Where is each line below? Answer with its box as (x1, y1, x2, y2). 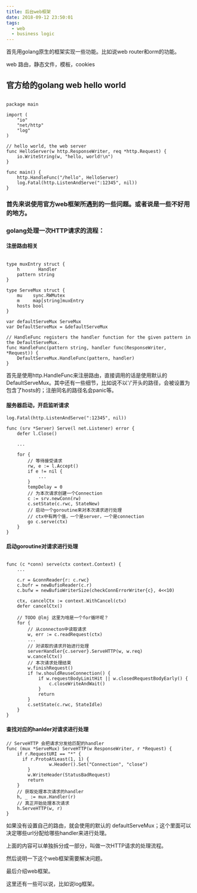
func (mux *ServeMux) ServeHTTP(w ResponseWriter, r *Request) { (6, 745, 172, 751)
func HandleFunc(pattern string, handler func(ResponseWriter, (6, 345, 167, 351)
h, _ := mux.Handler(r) (17, 794, 76, 800)
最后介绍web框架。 (6, 867, 54, 874)
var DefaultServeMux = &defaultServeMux (6, 324, 109, 330)
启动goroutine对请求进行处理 (6, 542, 79, 550)
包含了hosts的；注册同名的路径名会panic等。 (6, 386, 118, 394)
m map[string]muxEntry (17, 297, 84, 303)
